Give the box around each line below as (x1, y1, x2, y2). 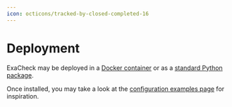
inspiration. (6, 92, 39, 100)
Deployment (6, 40, 80, 56)
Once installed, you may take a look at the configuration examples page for (6, 85, 225, 93)
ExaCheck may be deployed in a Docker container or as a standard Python (6, 64, 223, 72)
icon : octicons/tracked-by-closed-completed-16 (6, 10, 149, 17)
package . (6, 71, 34, 79)
